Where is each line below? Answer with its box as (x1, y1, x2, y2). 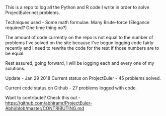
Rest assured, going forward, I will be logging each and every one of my (5, 60, 154, 66)
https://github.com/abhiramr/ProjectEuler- (5, 100, 93, 106)
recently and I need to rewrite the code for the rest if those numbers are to (5, 45, 159, 51)
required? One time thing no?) (5, 25, 67, 31)
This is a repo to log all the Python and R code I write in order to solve (5, 5, 149, 10)
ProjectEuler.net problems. (5, 10, 60, 16)
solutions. (5, 65, 26, 71)
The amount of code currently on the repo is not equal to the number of (5, 35, 153, 40)
